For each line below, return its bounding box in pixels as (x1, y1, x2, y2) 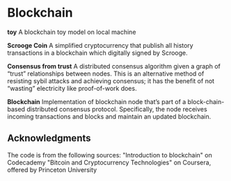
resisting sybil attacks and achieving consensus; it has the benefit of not (7, 76, 214, 85)
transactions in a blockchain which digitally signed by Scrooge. (7, 49, 188, 57)
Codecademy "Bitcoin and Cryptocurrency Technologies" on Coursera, (7, 158, 212, 166)
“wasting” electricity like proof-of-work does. (7, 84, 137, 92)
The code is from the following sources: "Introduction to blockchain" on (7, 150, 212, 159)
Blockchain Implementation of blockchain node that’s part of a (7, 97, 186, 105)
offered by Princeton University (7, 165, 97, 174)
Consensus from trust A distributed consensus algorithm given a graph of (7, 62, 221, 70)
